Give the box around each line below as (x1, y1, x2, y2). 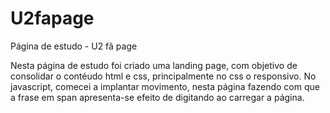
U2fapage (10, 7, 95, 30)
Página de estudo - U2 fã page (10, 40, 138, 52)
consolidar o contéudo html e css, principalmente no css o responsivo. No (10, 70, 317, 82)
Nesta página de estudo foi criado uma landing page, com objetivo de (10, 59, 298, 71)
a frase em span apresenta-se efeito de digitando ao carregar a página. (10, 91, 305, 103)
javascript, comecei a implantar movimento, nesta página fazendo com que (10, 80, 320, 92)
